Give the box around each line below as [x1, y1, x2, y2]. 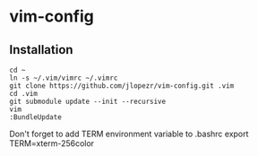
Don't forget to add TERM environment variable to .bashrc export [9, 128, 249, 139]
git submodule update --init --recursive [9, 97, 167, 106]
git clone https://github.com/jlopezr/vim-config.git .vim [9, 82, 235, 91]
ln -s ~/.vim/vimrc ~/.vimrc [9, 74, 118, 82]
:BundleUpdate [9, 113, 63, 122]
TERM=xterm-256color [9, 138, 95, 149]
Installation [9, 42, 73, 57]
